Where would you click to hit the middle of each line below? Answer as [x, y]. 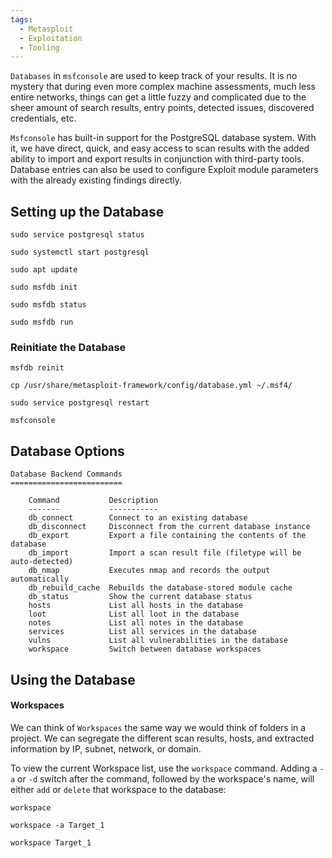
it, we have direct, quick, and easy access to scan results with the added [160, 148]
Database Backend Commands [66, 474]
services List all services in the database [142, 632]
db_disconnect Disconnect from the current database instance [169, 527]
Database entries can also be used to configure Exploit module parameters [164, 170]
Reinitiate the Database [68, 347]
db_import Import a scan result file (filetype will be [165, 553]
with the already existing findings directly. [96, 180]
